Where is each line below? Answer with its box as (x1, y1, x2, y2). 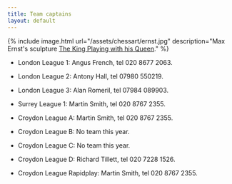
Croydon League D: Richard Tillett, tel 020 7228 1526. (17, 155, 176, 163)
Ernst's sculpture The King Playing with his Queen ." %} (7, 44, 169, 53)
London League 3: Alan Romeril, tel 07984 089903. (17, 86, 169, 94)
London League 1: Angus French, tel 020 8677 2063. (17, 58, 173, 66)
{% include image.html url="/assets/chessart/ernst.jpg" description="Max (7, 36, 226, 45)
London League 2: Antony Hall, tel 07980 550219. (17, 72, 164, 81)
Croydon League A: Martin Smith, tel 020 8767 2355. (17, 113, 173, 122)
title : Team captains (7, 10, 72, 18)
